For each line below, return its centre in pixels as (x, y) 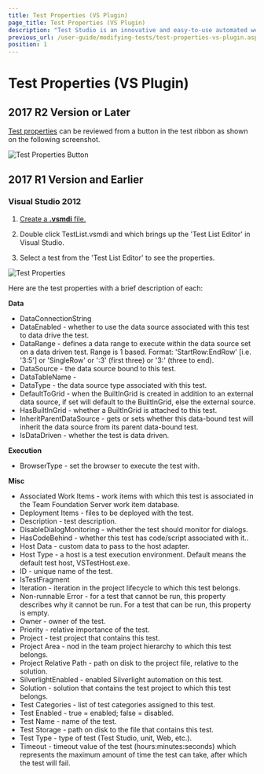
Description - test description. (68, 521)
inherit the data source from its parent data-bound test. (109, 427)
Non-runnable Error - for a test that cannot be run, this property (123, 596)
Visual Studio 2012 (45, 202)
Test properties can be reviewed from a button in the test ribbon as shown (128, 131)
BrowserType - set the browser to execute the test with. (110, 465)
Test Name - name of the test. (68, 721)
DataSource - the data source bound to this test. (98, 368)
